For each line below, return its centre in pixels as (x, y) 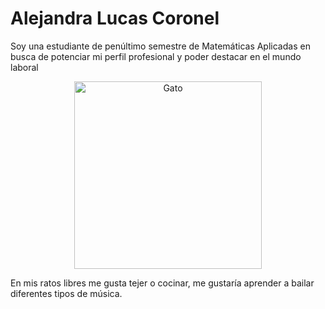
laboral (24, 67)
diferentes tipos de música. (66, 293)
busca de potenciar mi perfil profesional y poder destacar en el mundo (156, 56)
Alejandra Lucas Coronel (115, 18)
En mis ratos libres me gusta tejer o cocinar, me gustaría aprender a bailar (162, 283)
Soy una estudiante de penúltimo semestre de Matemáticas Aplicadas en (160, 46)
